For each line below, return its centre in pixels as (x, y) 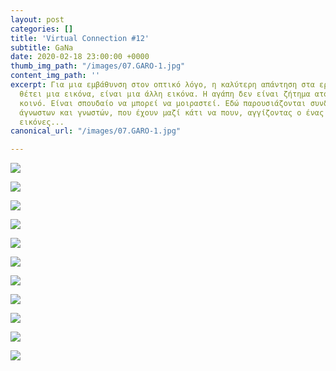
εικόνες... (42, 122)
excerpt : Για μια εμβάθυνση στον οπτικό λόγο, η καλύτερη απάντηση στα (162, 85)
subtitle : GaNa (42, 47)
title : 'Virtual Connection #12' (80, 38)
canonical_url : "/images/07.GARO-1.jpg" (96, 131)
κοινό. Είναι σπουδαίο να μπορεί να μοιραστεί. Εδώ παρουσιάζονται (163, 103)
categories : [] (42, 29)
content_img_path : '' (55, 76)
